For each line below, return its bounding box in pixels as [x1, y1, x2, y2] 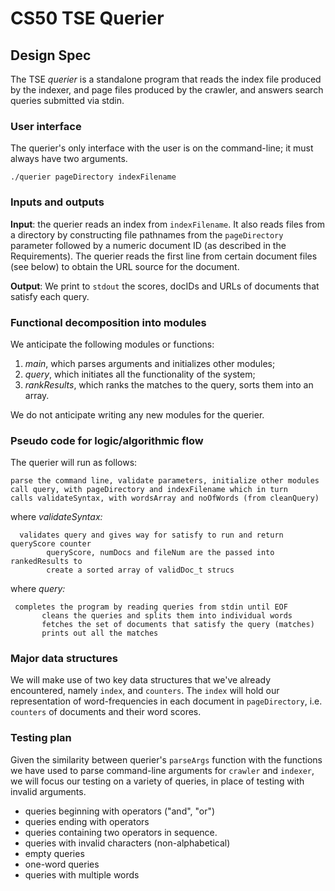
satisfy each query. [10, 290, 90, 302]
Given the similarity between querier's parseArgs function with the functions [10, 753, 323, 766]
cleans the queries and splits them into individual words [41, 611, 293, 621]
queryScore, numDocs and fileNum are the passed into [46, 548, 275, 558]
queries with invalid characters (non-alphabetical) [24, 837, 231, 849]
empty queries [24, 847, 85, 859]
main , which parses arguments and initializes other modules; [24, 357, 276, 369]
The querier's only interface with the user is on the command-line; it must [10, 142, 314, 154]
